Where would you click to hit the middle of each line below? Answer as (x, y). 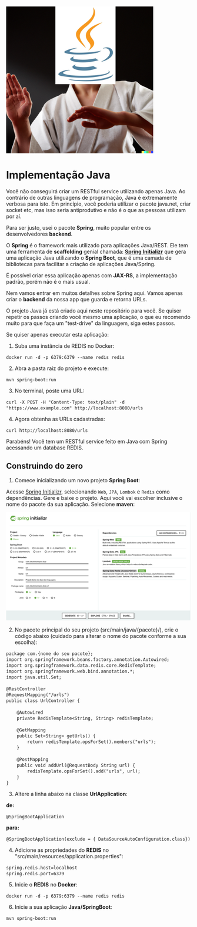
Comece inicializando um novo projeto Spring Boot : (77, 480)
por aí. (14, 216)
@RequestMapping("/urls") (38, 695)
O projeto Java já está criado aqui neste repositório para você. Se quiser (94, 310)
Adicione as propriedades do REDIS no (62, 850)
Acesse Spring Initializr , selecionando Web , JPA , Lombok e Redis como (88, 492)
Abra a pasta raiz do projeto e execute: (62, 368)
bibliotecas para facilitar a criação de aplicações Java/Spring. (81, 264)
